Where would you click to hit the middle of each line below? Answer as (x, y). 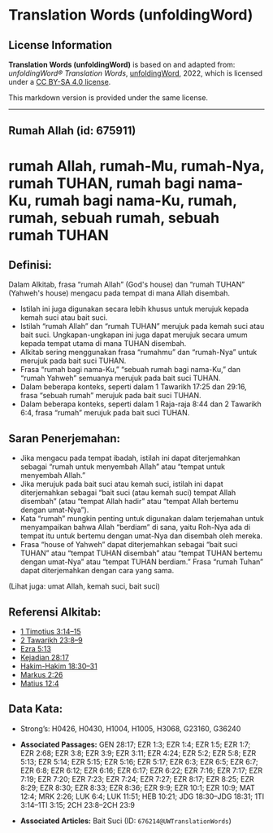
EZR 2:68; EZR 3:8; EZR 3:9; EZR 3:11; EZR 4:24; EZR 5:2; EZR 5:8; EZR (138, 753)
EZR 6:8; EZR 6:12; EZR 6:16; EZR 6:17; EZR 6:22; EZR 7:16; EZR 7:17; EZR (141, 770)
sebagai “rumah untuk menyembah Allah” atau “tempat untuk (123, 467)
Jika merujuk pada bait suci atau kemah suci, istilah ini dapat (121, 484)
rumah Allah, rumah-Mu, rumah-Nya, (136, 166)
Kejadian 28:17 (44, 658)
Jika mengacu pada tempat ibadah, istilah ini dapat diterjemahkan (130, 458)
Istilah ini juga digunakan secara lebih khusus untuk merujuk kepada (134, 309)
